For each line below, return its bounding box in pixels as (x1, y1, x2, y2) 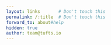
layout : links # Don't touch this (6, 8, 106, 15)
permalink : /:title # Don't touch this (6, 14, 106, 20)
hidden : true (6, 25, 38, 31)
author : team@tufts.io (6, 30, 61, 36)
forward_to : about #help (6, 19, 64, 25)
